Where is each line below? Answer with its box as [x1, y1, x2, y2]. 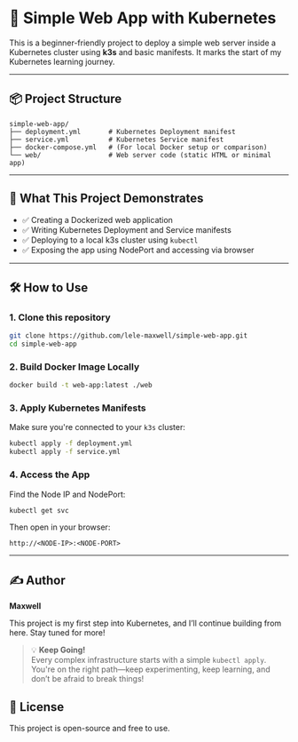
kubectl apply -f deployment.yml [9, 439, 133, 448]
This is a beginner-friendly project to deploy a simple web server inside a [9, 37, 277, 48]
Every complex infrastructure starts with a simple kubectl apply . [30, 655, 267, 666]
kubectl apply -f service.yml [9, 448, 122, 457]
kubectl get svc [9, 506, 69, 515]
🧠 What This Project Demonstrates [9, 191, 204, 206]
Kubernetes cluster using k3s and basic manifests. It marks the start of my [9, 46, 282, 57]
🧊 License [9, 699, 65, 714]
